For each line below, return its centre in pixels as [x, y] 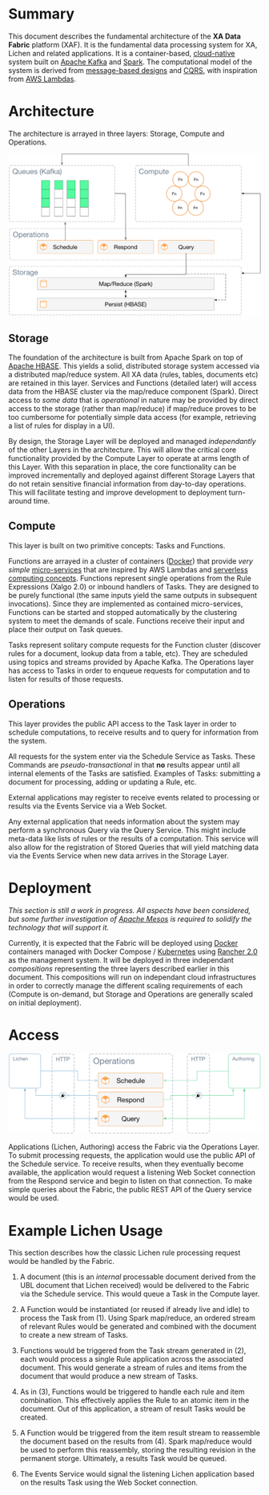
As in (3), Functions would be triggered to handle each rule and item [132, 1392]
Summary [41, 14]
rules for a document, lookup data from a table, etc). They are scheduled [128, 653]
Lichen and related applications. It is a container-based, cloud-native [122, 53]
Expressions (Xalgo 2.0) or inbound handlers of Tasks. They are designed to [134, 586]
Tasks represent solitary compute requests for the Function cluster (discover [134, 645]
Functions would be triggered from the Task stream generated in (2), [133, 1350]
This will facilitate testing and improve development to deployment [118, 493]
